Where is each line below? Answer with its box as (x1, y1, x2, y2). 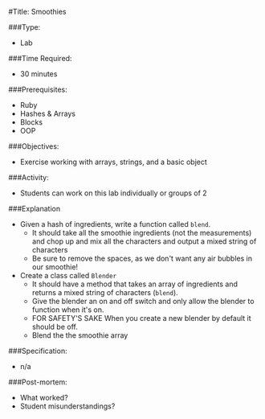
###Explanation (8, 204, 61, 213)
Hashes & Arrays (19, 109, 76, 118)
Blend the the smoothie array (31, 331, 128, 340)
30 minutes (19, 69, 58, 79)
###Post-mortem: (8, 377, 68, 387)
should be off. (31, 322, 78, 331)
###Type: (8, 23, 41, 31)
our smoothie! (31, 262, 79, 272)
